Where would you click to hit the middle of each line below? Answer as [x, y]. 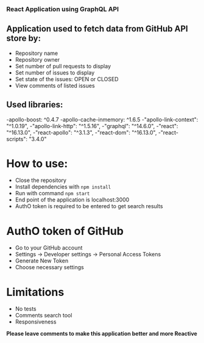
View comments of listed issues [55, 85]
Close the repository [41, 180]
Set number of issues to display [55, 73]
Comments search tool [44, 316]
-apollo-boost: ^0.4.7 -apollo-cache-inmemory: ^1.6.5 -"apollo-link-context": [102, 119]
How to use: [37, 163]
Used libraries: [35, 105]
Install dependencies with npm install [63, 187]
